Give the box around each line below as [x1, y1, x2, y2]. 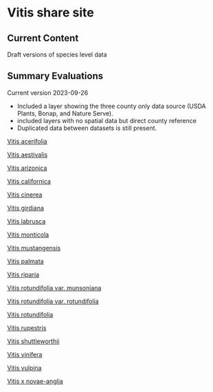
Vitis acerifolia [7, 137, 47, 145]
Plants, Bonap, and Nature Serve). [16, 109, 113, 118]
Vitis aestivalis [7, 150, 48, 159]
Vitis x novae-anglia [7, 377, 63, 385]
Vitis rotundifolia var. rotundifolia [7, 297, 99, 305]
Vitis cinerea [7, 190, 43, 199]
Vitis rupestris [7, 323, 47, 331]
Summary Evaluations [7, 70, 104, 82]
